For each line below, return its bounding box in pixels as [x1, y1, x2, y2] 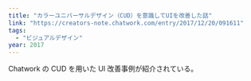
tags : [8, 26, 26, 34]
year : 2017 [8, 41, 45, 49]
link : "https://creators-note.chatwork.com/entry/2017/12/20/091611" [8, 19, 245, 27]
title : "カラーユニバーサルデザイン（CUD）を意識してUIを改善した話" [8, 11, 213, 20]
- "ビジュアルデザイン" [15, 33, 83, 42]
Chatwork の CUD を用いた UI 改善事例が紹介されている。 [8, 64, 198, 74]
